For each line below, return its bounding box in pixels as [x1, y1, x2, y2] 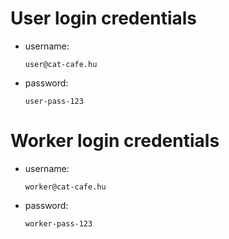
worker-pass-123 [24, 218, 93, 229]
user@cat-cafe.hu [24, 59, 98, 69]
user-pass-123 [24, 96, 84, 106]
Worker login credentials [10, 130, 220, 152]
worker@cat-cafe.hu [24, 182, 107, 192]
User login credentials [10, 7, 197, 30]
